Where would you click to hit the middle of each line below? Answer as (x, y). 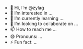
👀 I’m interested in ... (31, 13)
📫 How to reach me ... (33, 29)
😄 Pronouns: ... (26, 36)
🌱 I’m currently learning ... (37, 18)
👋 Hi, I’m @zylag (27, 8)
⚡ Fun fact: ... (24, 42)
